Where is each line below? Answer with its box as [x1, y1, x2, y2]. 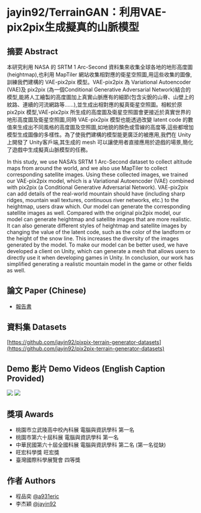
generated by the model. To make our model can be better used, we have [7, 241, 188, 248]
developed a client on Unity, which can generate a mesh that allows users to [7, 248, 196, 254]
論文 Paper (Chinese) [7, 286, 86, 296]
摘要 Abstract [7, 46, 58, 57]
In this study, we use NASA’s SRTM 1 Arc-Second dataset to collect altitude [7, 158, 193, 165]
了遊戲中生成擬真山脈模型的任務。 [7, 146, 91, 153]
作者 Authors [7, 476, 56, 486]
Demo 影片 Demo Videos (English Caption [7, 364, 166, 374]
